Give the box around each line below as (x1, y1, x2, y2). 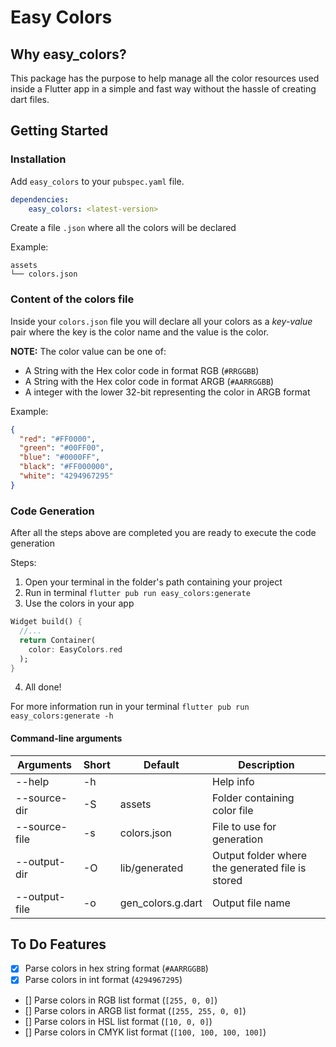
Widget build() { (10, 617, 83, 627)
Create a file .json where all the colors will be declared (10, 222, 237, 234)
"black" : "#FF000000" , (19, 462, 114, 472)
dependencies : (10, 194, 70, 205)
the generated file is (212, 861, 307, 875)
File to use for (212, 819, 277, 833)
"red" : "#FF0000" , (19, 434, 97, 444)
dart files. (10, 94, 50, 105)
